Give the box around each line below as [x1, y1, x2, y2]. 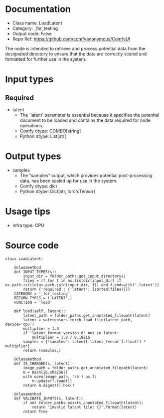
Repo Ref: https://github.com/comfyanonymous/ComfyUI [12, 36, 131, 42]
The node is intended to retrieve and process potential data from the [5, 45, 146, 51]
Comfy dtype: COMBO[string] [19, 128, 81, 134]
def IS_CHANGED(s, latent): [14, 361, 72, 366]
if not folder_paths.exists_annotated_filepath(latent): [23, 400, 144, 405]
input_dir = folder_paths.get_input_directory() [23, 273, 126, 279]
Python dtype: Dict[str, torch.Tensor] [19, 188, 96, 194]
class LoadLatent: [5, 256, 43, 261]
